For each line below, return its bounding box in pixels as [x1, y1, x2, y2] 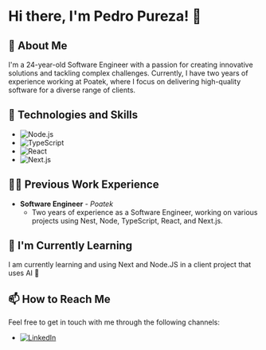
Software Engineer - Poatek [19, 199, 114, 208]
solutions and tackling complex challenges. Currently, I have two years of [8, 68, 248, 78]
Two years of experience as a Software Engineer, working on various [31, 207, 258, 217]
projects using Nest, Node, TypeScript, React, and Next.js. [31, 216, 223, 225]
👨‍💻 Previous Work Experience [8, 178, 159, 192]
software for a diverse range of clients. [8, 85, 136, 95]
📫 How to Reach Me [8, 292, 111, 305]
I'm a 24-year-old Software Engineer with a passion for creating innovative [8, 60, 253, 69]
